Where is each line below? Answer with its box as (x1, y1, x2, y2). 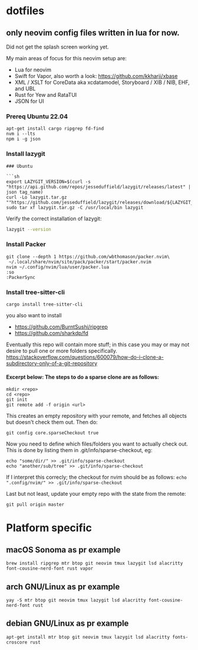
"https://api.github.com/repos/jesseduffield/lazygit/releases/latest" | (6, 184, 192, 190)
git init (6, 397, 28, 403)
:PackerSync (6, 274, 35, 280)
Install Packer (6, 240, 46, 249)
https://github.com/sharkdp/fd (14, 330, 88, 337)
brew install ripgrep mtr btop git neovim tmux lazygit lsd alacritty (6, 560, 183, 567)
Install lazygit (6, 149, 45, 158)
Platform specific (6, 521, 93, 535)
